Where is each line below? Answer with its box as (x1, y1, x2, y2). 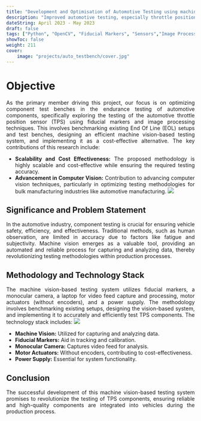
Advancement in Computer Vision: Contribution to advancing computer (14, 174, 195, 181)
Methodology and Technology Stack (6, 270, 145, 280)
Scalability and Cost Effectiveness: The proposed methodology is (14, 155, 195, 162)
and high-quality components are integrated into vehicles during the (6, 402, 195, 408)
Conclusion (6, 372, 50, 383)
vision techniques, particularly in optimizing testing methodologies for (14, 180, 195, 187)
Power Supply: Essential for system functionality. (14, 356, 137, 363)
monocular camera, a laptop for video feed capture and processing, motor (6, 292, 195, 299)
